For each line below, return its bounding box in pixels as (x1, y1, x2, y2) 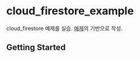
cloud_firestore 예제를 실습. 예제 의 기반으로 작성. (6, 25, 123, 32)
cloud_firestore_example (6, 4, 135, 18)
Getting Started (6, 42, 66, 53)
